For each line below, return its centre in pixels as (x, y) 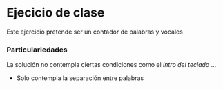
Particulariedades (37, 50)
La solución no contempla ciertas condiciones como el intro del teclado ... (111, 65)
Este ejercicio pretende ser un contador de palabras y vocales (95, 32)
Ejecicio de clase (56, 13)
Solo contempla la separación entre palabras (80, 78)
